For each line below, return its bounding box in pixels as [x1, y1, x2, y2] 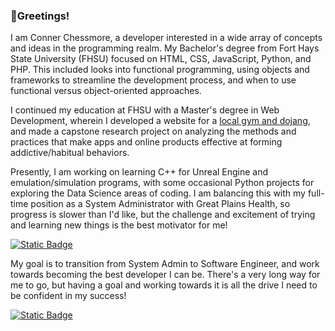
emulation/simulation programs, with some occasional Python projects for [10, 177, 315, 189]
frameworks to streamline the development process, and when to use [10, 74, 297, 86]
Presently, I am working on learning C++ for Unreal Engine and [10, 166, 269, 178]
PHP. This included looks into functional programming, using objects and [10, 64, 310, 76]
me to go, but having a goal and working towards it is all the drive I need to [10, 279, 318, 291]
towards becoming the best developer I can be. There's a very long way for [10, 269, 321, 281]
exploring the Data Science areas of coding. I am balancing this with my [10, 187, 306, 199]
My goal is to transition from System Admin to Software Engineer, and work [10, 258, 320, 270]
